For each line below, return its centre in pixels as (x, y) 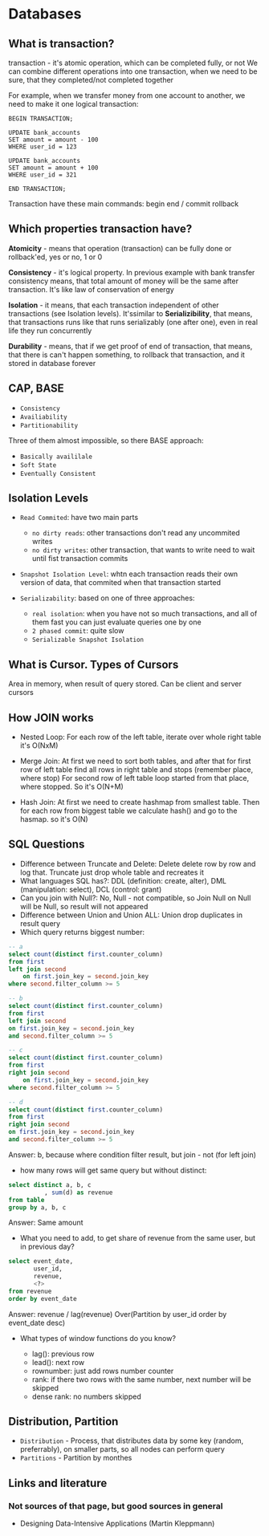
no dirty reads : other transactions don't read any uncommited (136, 533)
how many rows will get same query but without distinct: (113, 1170)
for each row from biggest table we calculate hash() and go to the (128, 811)
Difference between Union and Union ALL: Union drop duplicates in (131, 915)
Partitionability (49, 425)
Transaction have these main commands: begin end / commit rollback (124, 204)
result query (40, 923)
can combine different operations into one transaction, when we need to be (133, 71)
